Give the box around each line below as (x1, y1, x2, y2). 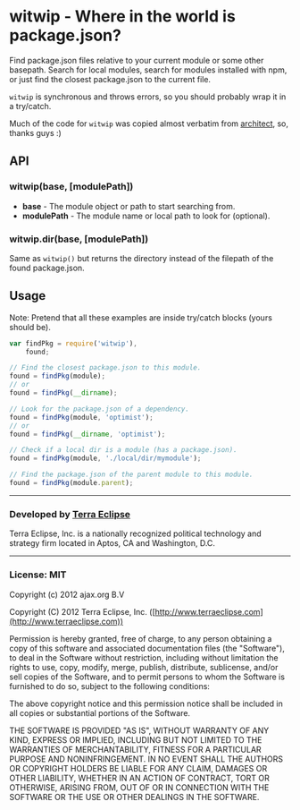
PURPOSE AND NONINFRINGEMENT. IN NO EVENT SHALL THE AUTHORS (9, 754, 284, 764)
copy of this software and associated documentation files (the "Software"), (9, 643, 286, 653)
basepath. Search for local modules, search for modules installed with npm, (9, 64, 287, 75)
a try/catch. (9, 100, 52, 111)
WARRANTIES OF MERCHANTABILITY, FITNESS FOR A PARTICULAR (9, 744, 262, 755)
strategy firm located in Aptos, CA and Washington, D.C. (9, 538, 216, 549)
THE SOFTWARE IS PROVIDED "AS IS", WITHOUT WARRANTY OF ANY (9, 725, 270, 736)
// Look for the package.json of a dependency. (9, 405, 190, 414)
